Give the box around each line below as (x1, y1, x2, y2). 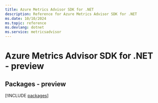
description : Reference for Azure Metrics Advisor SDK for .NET (5, 12, 137, 16)
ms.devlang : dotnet (5, 25, 44, 30)
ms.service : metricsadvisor (5, 29, 62, 34)
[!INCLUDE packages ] (5, 93, 49, 98)
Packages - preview (5, 80, 66, 88)
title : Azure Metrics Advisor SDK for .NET (5, 7, 94, 12)
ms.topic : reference (5, 20, 47, 26)
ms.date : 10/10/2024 (5, 16, 47, 21)
